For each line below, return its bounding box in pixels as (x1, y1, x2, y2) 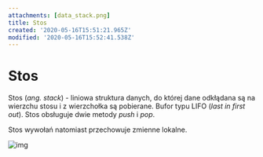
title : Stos (8, 19, 47, 27)
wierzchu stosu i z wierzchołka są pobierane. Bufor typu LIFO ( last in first (8, 101, 246, 111)
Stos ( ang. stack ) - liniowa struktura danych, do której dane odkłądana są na (8, 93, 256, 103)
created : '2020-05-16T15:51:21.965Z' (8, 26, 132, 34)
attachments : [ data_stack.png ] (8, 11, 111, 20)
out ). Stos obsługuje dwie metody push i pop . (8, 110, 155, 119)
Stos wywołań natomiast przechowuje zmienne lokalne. (8, 125, 188, 134)
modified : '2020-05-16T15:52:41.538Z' (8, 33, 135, 42)
